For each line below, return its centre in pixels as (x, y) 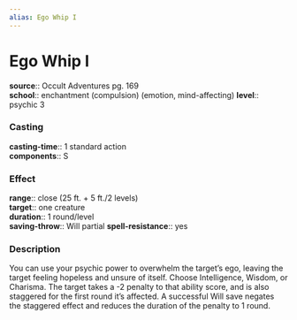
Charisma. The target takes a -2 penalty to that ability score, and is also (139, 287)
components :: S (39, 156)
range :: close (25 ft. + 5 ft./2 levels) (74, 198)
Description (35, 249)
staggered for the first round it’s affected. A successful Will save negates (142, 296)
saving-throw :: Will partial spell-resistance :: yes (99, 226)
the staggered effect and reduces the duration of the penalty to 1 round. (140, 306)
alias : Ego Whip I (43, 17)
